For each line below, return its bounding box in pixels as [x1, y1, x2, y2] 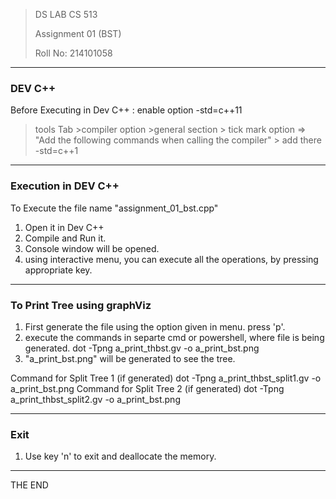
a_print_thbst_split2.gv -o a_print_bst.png [10, 393, 181, 405]
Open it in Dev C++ [24, 221, 105, 233]
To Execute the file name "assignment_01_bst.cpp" [10, 202, 219, 214]
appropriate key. [24, 264, 93, 276]
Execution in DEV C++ [10, 179, 120, 193]
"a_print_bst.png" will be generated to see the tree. [24, 352, 236, 364]
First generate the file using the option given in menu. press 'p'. [24, 320, 286, 333]
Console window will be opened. [24, 242, 160, 254]
